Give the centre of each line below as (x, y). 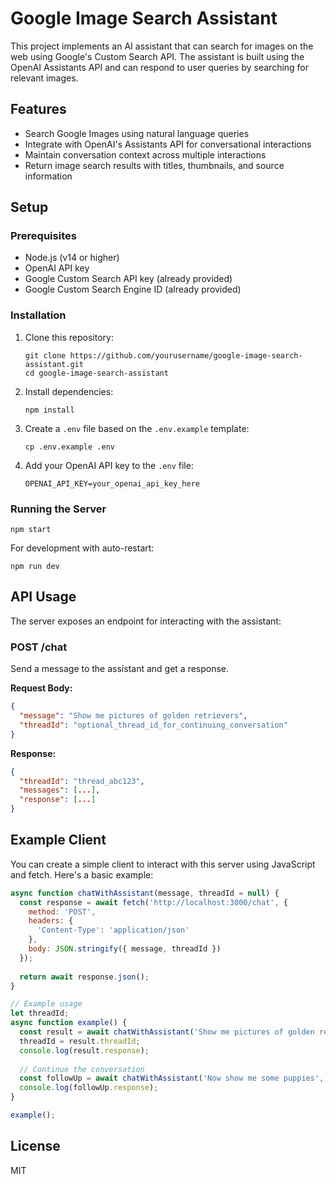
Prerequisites (43, 236)
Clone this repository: (69, 337)
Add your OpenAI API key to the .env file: (109, 465)
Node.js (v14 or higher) (72, 258)
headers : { (51, 921)
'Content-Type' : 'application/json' (113, 930)
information (48, 176)
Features (38, 109)
